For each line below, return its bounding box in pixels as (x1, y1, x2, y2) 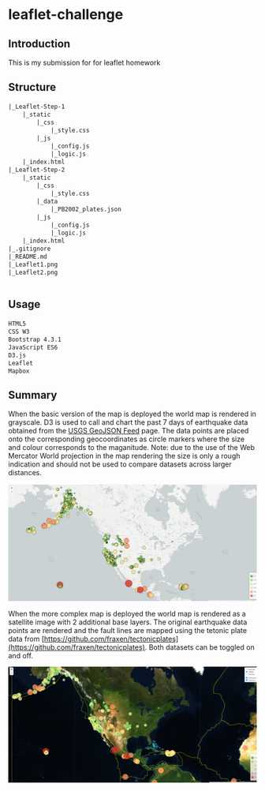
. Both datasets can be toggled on (144, 643, 255, 652)
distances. (8, 468, 42, 478)
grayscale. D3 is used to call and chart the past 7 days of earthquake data (8, 418, 248, 427)
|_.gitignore (8, 245, 51, 253)
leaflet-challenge (8, 6, 124, 24)
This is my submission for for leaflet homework (8, 58, 161, 67)
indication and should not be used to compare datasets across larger (8, 459, 232, 469)
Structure (8, 81, 57, 94)
